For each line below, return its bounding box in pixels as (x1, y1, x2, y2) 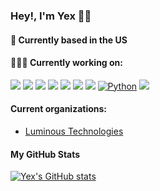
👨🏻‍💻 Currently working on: (10, 57, 123, 69)
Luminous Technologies (24, 125, 124, 137)
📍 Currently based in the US (10, 34, 128, 46)
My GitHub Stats (10, 148, 81, 160)
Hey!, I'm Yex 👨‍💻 (10, 9, 92, 23)
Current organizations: (10, 103, 108, 115)
